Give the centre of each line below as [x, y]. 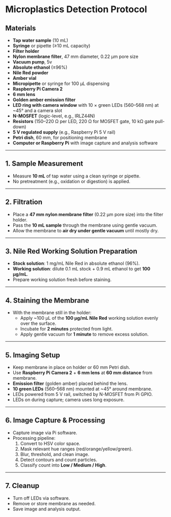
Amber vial [24, 78]
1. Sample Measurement [44, 164]
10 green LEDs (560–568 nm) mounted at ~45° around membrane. [82, 389]
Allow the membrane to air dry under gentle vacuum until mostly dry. [85, 230]
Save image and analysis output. [47, 509]
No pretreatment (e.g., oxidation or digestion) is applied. [72, 181]
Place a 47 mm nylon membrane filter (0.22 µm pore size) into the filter [88, 214]
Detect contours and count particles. [59, 460]
